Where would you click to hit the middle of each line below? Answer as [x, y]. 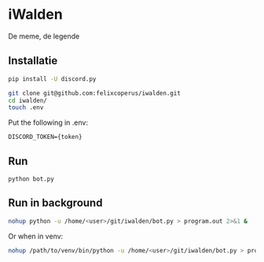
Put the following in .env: [48, 122]
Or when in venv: [36, 236]
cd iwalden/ [27, 100]
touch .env [26, 107]
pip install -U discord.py [52, 79]
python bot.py [31, 179]
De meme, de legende [44, 36]
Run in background [55, 203]
